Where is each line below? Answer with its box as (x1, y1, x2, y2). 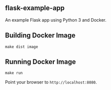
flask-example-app (5, 4, 65, 12)
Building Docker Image (5, 31, 76, 40)
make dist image (5, 44, 38, 49)
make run (5, 71, 23, 76)
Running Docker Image (5, 58, 76, 66)
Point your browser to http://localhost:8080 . (5, 79, 97, 85)
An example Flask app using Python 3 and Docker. (5, 17, 107, 23)
